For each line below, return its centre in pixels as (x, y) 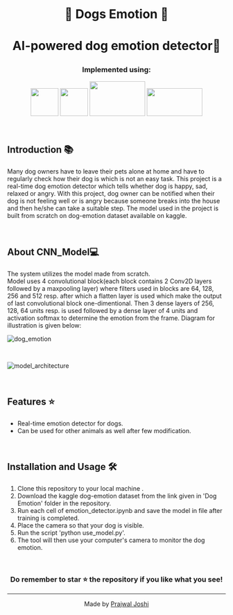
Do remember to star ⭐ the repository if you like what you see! (116, 580)
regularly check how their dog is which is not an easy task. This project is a (114, 179)
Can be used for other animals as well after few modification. (104, 430)
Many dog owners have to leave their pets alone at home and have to (106, 171)
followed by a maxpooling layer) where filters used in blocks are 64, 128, (111, 288)
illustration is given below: (44, 325)
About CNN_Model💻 (53, 252)
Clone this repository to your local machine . (80, 489)
